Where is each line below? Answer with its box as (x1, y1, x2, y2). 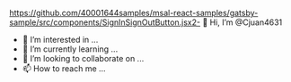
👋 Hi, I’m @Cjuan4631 (201, 17, 283, 28)
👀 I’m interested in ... (22, 35, 99, 45)
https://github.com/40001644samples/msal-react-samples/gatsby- (9, 8, 259, 18)
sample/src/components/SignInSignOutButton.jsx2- (9, 17, 200, 28)
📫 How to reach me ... (22, 63, 106, 74)
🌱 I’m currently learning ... (22, 44, 119, 54)
